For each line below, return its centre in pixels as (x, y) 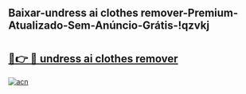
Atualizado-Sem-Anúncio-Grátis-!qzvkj (109, 26)
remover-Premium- (189, 13)
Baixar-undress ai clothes (74, 13)
